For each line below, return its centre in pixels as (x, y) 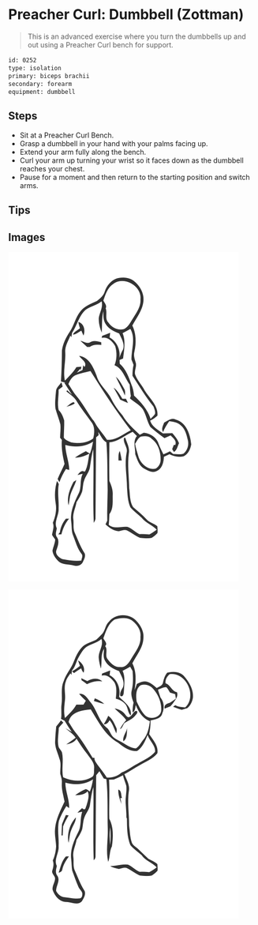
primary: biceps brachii (49, 76)
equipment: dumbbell (42, 92)
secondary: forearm (40, 84)
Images (27, 237)
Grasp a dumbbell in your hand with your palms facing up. (114, 143)
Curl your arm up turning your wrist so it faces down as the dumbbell (132, 160)
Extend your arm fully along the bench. (83, 152)
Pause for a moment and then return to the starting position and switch (135, 177)
